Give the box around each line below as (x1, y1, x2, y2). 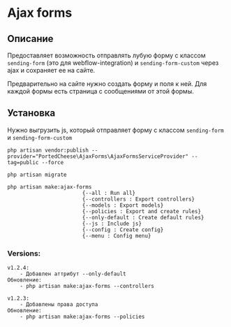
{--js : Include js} (82, 220, 142, 227)
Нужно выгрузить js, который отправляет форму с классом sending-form (7, 126, 225, 134)
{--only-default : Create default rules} (82, 214, 204, 221)
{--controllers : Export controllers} (82, 196, 195, 203)
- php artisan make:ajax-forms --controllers (20, 283, 155, 290)
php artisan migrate (7, 171, 68, 178)
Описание (7, 33, 54, 45)
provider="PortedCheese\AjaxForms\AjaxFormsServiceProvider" (7, 152, 189, 160)
